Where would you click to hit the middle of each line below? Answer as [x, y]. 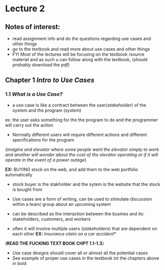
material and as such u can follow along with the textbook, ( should [80, 59]
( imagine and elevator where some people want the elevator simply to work [82, 149]
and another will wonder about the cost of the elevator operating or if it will [82, 154]
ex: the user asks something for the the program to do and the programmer [82, 120]
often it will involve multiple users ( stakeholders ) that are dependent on [84, 228]
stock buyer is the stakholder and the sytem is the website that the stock [86, 184]
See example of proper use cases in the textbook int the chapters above [86, 258]
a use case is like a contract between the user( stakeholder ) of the [79, 105]
